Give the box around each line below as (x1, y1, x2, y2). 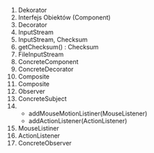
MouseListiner (17, 124, 60, 132)
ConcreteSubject (17, 95, 67, 103)
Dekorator (17, 6, 47, 14)
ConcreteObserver (17, 139, 72, 147)
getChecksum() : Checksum (17, 43, 99, 51)
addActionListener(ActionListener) (28, 117, 128, 124)
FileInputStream (17, 50, 64, 58)
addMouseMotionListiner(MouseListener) (28, 109, 148, 118)
